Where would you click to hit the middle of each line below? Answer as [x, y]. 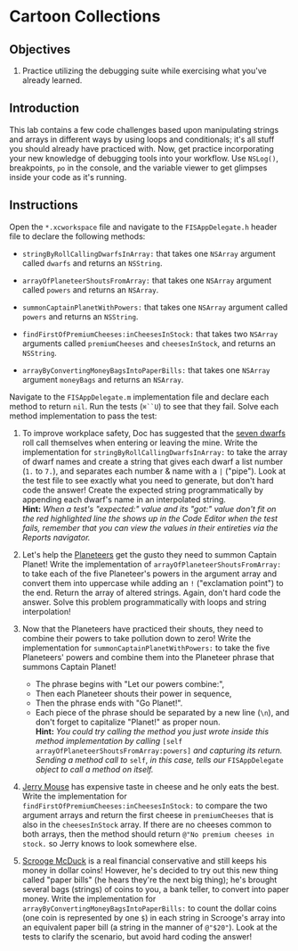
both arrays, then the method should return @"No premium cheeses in [148, 834]
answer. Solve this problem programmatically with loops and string [144, 602]
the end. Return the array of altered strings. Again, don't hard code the [152, 592]
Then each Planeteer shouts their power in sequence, [133, 693]
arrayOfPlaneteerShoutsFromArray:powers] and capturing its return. [159, 750]
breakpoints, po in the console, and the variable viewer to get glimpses [138, 168]
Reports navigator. [56, 537]
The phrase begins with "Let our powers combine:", [130, 683]
